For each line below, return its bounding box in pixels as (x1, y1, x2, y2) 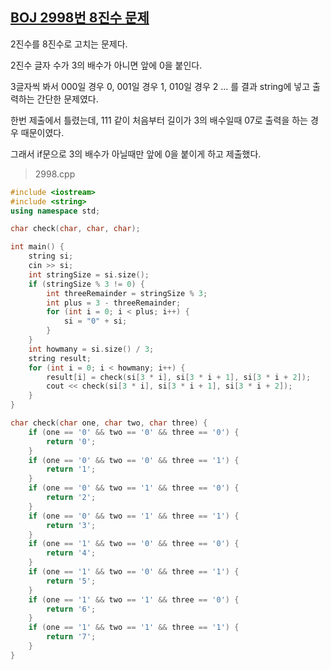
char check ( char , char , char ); (10, 224, 141, 234)
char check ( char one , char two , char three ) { (10, 418, 208, 428)
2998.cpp (34, 168, 76, 180)
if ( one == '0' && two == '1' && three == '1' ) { (28, 511, 240, 521)
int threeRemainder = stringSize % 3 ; (46, 288, 208, 298)
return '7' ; (46, 632, 97, 642)
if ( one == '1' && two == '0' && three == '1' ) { (28, 567, 240, 577)
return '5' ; (46, 576, 97, 586)
